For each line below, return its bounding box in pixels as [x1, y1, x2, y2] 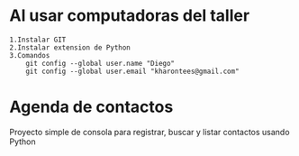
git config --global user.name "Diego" [25, 59, 176, 68]
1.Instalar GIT [9, 35, 67, 44]
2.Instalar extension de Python [9, 42, 131, 52]
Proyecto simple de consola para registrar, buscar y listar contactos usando [9, 126, 290, 137]
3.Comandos [9, 50, 50, 60]
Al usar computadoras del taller [9, 5, 250, 26]
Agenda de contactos [9, 96, 174, 117]
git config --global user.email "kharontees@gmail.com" [25, 67, 240, 76]
